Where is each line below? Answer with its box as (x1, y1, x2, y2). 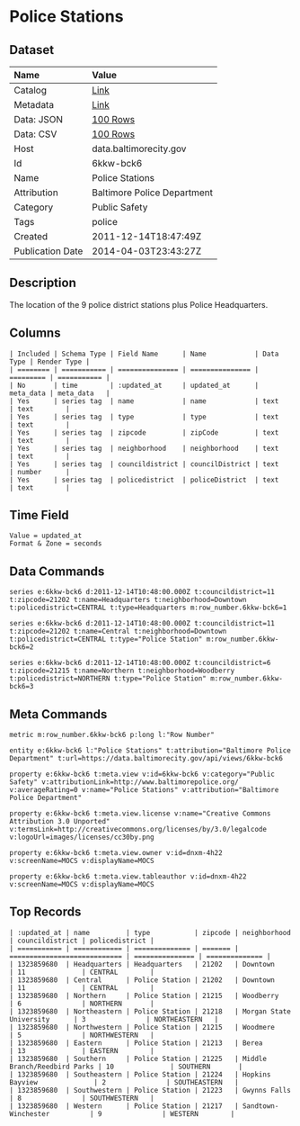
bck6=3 (9, 682, 34, 691)
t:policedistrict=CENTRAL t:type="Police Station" (9, 635, 203, 644)
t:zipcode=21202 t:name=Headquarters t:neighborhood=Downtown (9, 596, 247, 605)
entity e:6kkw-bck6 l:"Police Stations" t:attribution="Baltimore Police (9, 746, 292, 755)
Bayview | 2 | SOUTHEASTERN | (9, 1077, 240, 1086)
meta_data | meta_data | (9, 389, 110, 398)
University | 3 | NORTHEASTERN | (9, 1014, 219, 1023)
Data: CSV (13, 128, 57, 140)
